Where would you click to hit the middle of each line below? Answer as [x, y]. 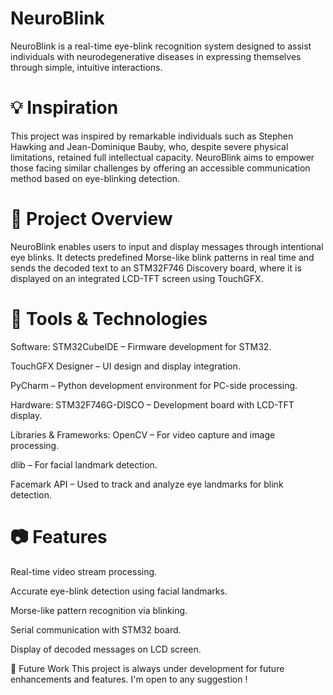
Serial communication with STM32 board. [96, 629]
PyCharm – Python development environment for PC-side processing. [154, 385]
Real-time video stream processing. [84, 571]
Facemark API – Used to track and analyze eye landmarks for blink [147, 484]
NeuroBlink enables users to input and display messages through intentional [167, 246]
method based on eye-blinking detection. [95, 178]
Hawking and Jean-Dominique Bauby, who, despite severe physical [149, 146]
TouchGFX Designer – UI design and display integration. [125, 366]
